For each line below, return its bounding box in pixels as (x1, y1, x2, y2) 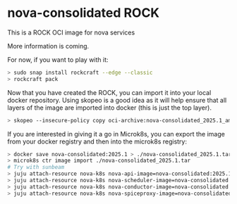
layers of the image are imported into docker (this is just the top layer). (7, 103, 212, 112)
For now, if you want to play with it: (7, 55, 109, 64)
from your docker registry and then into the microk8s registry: (7, 137, 187, 146)
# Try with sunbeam (7, 164, 65, 171)
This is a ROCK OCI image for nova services (7, 28, 135, 37)
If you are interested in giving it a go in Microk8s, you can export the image (7, 129, 226, 138)
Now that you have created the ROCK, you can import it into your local (7, 88, 212, 96)
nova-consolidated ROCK (7, 5, 160, 21)
